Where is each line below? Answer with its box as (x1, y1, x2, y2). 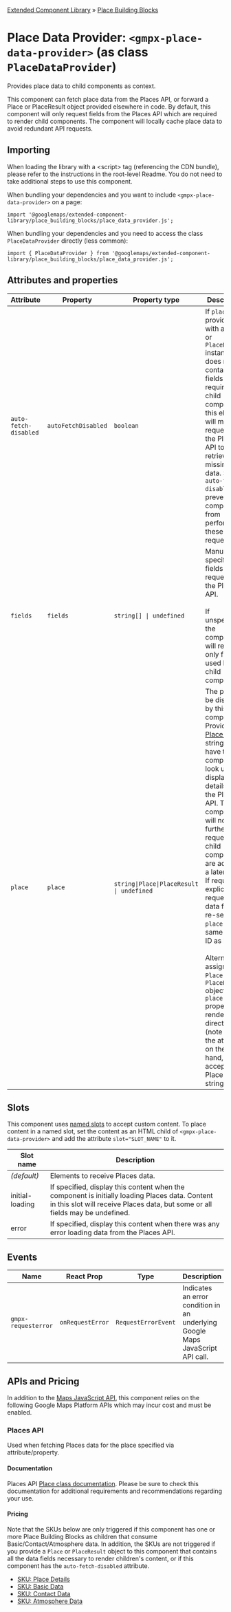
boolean (113, 422, 139, 429)
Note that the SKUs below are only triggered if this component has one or (7, 1525, 215, 1533)
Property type (133, 295, 180, 305)
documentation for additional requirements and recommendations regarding (7, 1487, 222, 1495)
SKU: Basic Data (16, 1582, 64, 1591)
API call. (181, 1352, 209, 1362)
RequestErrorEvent (115, 1318, 176, 1327)
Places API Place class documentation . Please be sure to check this (7, 1479, 199, 1488)
